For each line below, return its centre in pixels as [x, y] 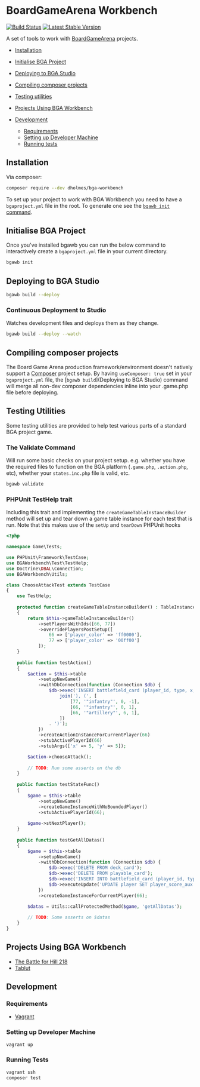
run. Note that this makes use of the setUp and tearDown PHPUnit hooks [93, 525]
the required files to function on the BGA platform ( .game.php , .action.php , [97, 467]
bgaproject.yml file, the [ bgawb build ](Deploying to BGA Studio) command [97, 379]
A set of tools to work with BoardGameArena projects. [72, 38]
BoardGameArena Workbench [82, 10]
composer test [24, 1078]
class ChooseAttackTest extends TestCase [58, 585]
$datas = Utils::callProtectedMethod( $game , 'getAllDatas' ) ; [105, 906]
